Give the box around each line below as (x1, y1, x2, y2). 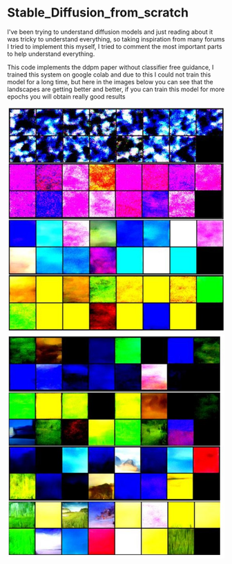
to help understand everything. (7, 50, 95, 58)
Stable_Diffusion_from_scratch (7, 5, 188, 21)
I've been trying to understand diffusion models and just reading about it (7, 28, 213, 36)
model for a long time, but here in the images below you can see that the (7, 77, 213, 86)
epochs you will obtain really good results (7, 92, 126, 101)
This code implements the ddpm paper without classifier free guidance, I (7, 63, 214, 71)
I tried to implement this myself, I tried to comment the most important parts (7, 42, 222, 50)
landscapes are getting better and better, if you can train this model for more (7, 85, 225, 93)
